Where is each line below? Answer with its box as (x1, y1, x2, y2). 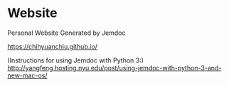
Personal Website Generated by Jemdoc (7, 28, 126, 37)
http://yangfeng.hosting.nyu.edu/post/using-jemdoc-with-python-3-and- (7, 63, 222, 72)
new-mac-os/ (7, 71, 48, 80)
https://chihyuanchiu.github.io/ (7, 42, 98, 50)
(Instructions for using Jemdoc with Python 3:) (7, 55, 144, 65)
